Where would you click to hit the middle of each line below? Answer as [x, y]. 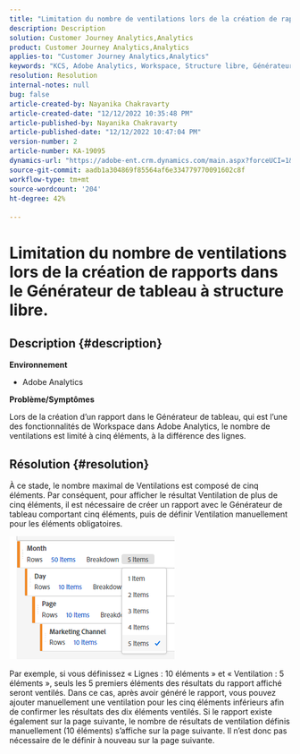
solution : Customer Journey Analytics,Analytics [101, 38]
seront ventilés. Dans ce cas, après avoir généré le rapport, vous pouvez [143, 692]
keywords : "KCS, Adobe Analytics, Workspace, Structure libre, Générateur [151, 66]
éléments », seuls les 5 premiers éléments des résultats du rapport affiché [146, 683]
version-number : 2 [43, 142]
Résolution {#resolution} [79, 464]
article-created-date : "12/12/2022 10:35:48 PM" [101, 113]
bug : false [29, 94]
